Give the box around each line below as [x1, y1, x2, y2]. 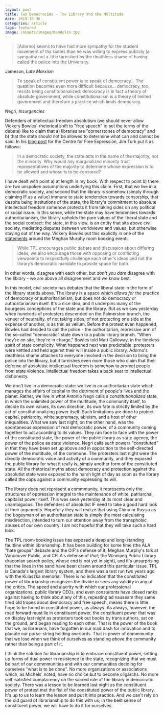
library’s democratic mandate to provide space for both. [17, 261, 130, 266]
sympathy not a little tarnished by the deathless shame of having [17, 54, 148, 59]
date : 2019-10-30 [5, 16, 41, 21]
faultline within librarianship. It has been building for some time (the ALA [5, 542, 151, 548]
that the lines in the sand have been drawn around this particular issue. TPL [5, 563, 158, 569]
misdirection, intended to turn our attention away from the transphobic [5, 517, 147, 523]
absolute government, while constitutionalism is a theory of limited [17, 94, 151, 99]
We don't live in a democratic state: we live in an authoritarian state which [5, 383, 154, 388]
